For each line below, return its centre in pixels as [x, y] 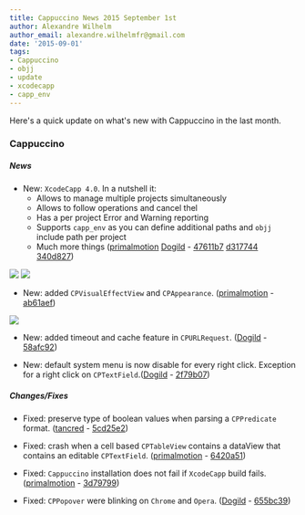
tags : [20, 52]
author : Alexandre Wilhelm [61, 26]
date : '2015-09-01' [46, 43]
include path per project [81, 237]
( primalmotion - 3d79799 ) [71, 483]
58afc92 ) [40, 347]
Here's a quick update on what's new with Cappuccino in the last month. [146, 121]
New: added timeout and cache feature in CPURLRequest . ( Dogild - [145, 338]
